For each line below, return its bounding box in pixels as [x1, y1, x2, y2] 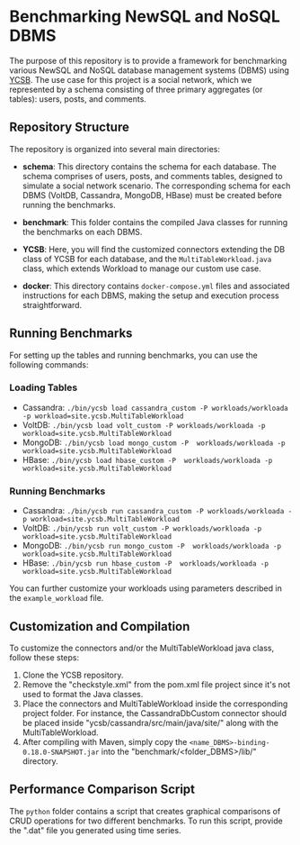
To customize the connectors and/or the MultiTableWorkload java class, [9, 642, 275, 653]
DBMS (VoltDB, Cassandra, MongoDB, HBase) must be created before [22, 189, 283, 200]
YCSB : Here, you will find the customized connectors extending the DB [22, 243, 286, 254]
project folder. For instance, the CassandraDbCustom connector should [22, 707, 287, 718]
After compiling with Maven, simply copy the [22, 736, 188, 747]
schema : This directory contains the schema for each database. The [22, 160, 277, 172]
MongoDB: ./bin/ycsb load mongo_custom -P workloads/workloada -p [22, 437, 286, 448]
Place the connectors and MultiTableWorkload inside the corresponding [22, 698, 288, 709]
